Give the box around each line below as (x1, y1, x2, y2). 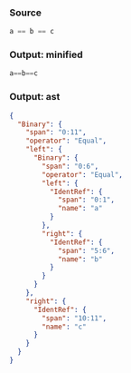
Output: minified (9, 48, 83, 61)
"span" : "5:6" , (57, 246, 116, 255)
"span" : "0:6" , (42, 162, 99, 171)
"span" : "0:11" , (25, 128, 88, 137)
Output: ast (9, 91, 61, 103)
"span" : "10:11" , (42, 313, 107, 323)
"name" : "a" (57, 204, 103, 213)
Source (9, 6, 42, 19)
